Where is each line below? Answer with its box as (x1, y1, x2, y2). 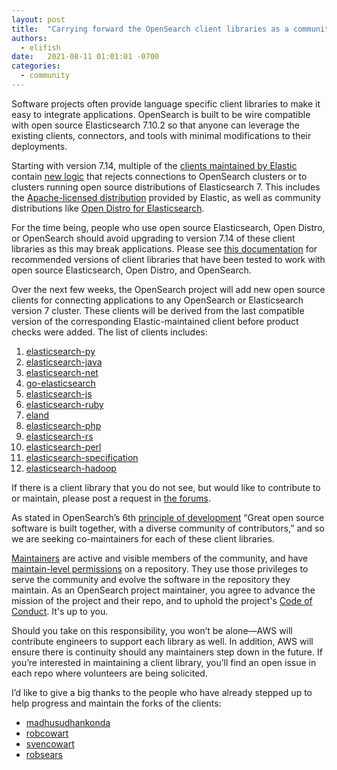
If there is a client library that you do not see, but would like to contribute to (11, 481, 321, 493)
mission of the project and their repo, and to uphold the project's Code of (11, 594, 313, 606)
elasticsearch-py (25, 345, 96, 357)
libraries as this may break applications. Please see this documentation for (11, 242, 318, 255)
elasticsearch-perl (25, 441, 102, 453)
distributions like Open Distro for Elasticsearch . (11, 202, 205, 214)
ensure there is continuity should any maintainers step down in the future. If (11, 646, 323, 658)
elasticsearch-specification (25, 451, 139, 463)
